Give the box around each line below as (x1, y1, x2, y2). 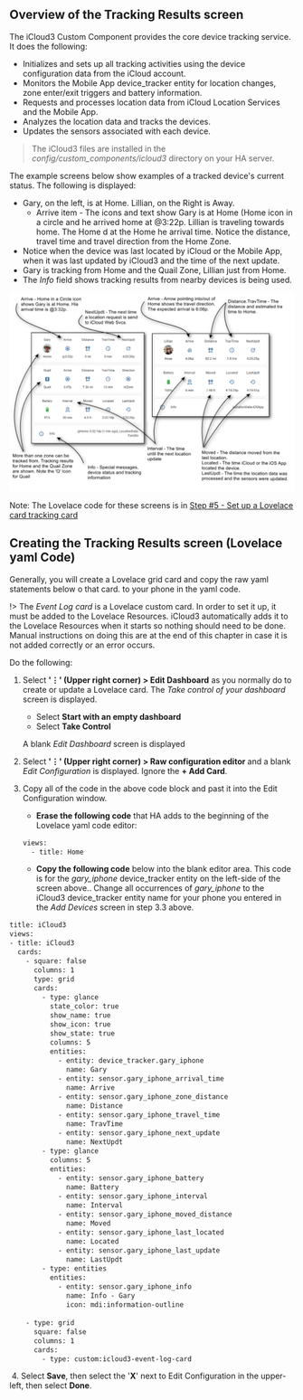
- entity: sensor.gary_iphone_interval (57, 1191, 208, 1201)
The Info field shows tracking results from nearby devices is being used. (22, 274, 292, 285)
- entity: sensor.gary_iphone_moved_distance (57, 1209, 232, 1219)
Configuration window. (22, 792, 108, 803)
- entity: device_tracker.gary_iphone (57, 1055, 204, 1065)
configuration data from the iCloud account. (22, 68, 186, 79)
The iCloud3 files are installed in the (31, 143, 166, 154)
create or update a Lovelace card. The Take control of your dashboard (22, 684, 286, 695)
